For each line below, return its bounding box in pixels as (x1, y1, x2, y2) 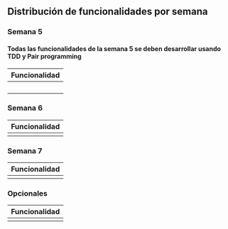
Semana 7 (7, 145, 43, 155)
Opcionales (7, 189, 48, 199)
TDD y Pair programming (7, 52, 82, 60)
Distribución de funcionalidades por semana (7, 6, 208, 18)
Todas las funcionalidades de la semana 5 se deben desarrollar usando (7, 44, 222, 52)
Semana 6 (7, 103, 43, 113)
